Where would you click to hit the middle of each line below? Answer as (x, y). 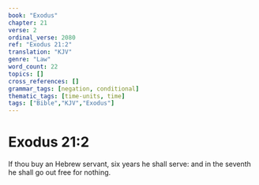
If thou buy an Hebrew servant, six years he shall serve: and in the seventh (129, 164)
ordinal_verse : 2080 (42, 37)
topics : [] (26, 74)
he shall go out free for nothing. (60, 172)
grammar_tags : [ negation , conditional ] (74, 89)
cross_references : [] (44, 81)
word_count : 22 (33, 67)
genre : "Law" (30, 60)
